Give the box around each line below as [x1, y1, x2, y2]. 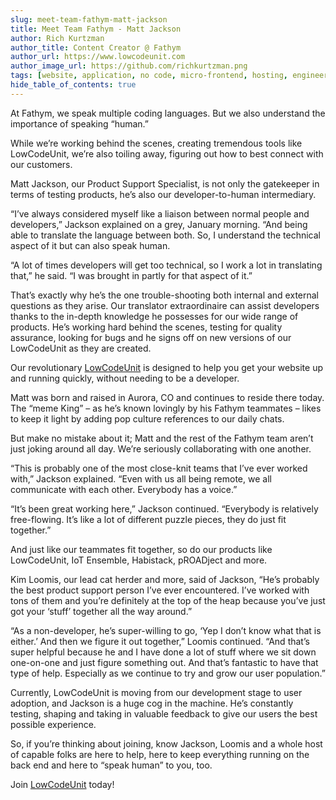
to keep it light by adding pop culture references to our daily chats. [10, 412, 285, 425]
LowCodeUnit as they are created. [10, 342, 152, 354]
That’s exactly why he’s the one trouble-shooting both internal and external [10, 289, 320, 301]
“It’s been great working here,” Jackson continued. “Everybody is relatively [10, 502, 319, 515]
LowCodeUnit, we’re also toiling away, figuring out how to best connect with [10, 147, 324, 160]
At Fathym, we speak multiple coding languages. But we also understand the [10, 107, 326, 119]
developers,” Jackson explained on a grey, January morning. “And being [10, 218, 308, 230]
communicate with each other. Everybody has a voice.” [10, 483, 238, 495]
